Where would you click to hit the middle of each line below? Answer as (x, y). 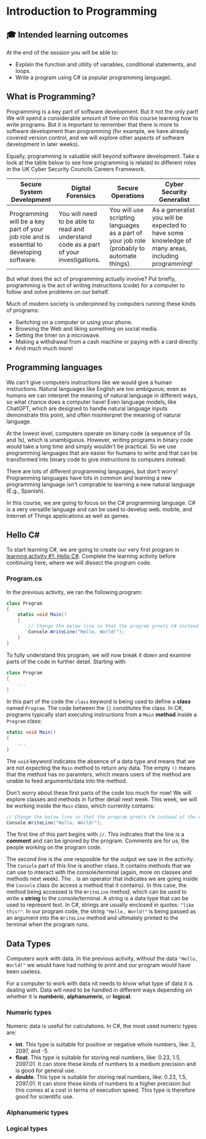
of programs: (23, 310)
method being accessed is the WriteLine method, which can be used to (97, 892)
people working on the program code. (54, 847)
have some (168, 233)
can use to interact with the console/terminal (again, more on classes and (99, 872)
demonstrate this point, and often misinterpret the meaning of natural (93, 415)
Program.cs (24, 579)
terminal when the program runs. (48, 924)
